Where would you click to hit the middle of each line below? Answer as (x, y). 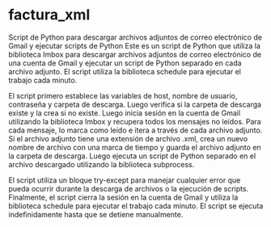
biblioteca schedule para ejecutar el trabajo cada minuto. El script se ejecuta (136, 206)
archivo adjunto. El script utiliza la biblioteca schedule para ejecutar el (125, 71)
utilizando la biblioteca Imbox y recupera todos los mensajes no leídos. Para (135, 121)
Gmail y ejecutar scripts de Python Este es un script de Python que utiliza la (134, 45)
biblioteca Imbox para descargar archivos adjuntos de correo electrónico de (135, 54)
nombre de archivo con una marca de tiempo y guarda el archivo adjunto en (135, 147)
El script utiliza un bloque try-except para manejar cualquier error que (125, 180)
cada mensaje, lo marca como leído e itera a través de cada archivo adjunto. (135, 130)
